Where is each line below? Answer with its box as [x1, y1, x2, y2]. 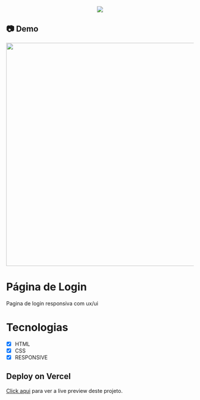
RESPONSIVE [14, 354, 48, 361]
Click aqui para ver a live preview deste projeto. [6, 387, 123, 394]
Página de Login [6, 280, 87, 294]
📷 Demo [6, 24, 39, 34]
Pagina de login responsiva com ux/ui [6, 299, 98, 307]
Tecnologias [6, 321, 68, 335]
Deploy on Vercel [6, 371, 71, 382]
